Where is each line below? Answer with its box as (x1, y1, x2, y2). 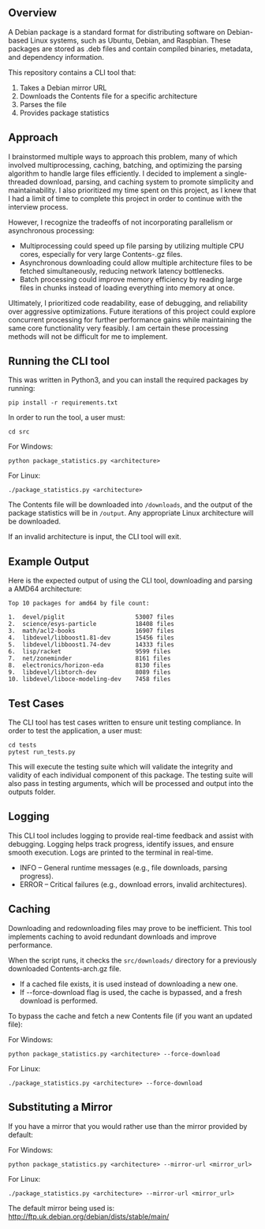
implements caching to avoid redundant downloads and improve (8, 932, 217, 941)
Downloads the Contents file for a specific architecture (19, 91, 198, 101)
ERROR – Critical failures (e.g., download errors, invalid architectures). (19, 879, 247, 889)
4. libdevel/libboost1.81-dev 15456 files (8, 634, 175, 642)
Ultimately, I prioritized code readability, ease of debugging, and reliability (8, 298, 248, 307)
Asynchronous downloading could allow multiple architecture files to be (19, 258, 252, 267)
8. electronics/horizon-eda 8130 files (8, 661, 171, 669)
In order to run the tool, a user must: (8, 413, 125, 423)
